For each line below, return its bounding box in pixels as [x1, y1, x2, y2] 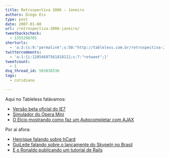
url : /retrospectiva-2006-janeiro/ [5, 26, 80, 31]
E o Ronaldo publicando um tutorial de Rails [12, 147, 103, 153]
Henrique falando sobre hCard [12, 136, 76, 142]
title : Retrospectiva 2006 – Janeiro [5, 7, 84, 13]
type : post [5, 17, 28, 22]
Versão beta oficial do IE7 [12, 106, 66, 112]
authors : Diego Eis [5, 12, 46, 17]
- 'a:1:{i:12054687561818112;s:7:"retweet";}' [10, 54, 109, 60]
